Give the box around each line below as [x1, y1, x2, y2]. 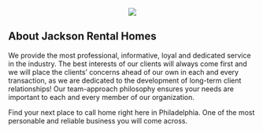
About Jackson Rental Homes [8, 30, 157, 43]
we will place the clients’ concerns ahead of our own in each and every [8, 67, 239, 76]
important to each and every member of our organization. [8, 92, 194, 102]
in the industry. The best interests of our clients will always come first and [8, 59, 248, 68]
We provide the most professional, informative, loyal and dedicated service [8, 50, 251, 60]
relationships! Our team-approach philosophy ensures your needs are [8, 83, 235, 94]
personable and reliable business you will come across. [8, 116, 187, 125]
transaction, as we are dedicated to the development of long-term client [8, 76, 242, 85]
